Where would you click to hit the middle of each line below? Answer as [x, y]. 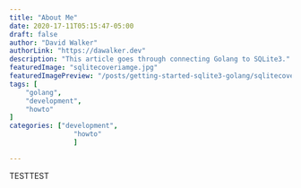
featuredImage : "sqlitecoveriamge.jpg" [84, 68]
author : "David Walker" [54, 43]
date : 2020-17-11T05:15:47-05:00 [72, 26]
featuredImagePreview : [52, 76]
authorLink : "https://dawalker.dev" [77, 51]
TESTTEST [29, 175]
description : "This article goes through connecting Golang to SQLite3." [150, 59]
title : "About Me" [43, 17]
